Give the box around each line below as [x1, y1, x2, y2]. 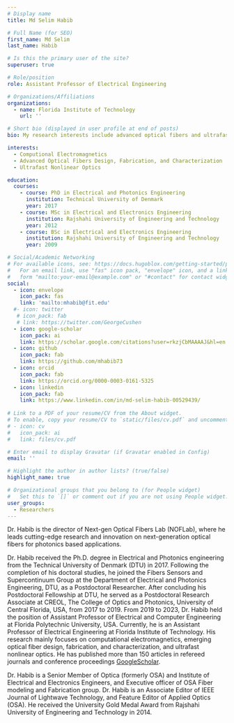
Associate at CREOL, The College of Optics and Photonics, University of [7, 598, 214, 606]
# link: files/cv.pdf [7, 436, 77, 443]
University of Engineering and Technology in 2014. [7, 708, 153, 717]
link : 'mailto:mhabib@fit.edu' [19, 300, 111, 307]
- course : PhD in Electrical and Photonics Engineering [19, 189, 186, 196]
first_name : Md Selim [7, 36, 70, 43]
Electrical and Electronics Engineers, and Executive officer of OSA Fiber [7, 678, 214, 687]
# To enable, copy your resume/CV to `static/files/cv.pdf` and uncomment [7, 416, 229, 423]
